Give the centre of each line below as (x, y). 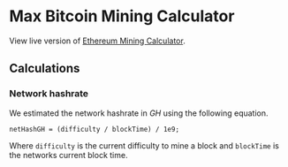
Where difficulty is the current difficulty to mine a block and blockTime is (144, 145)
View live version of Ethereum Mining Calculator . (97, 41)
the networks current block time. (68, 155)
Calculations (45, 68)
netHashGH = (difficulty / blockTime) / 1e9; (94, 129)
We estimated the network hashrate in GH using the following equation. (139, 113)
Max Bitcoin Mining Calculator (122, 16)
